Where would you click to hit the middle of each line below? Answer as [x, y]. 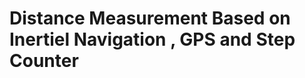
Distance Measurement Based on [150, 18]
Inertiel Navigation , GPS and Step [152, 39]
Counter [44, 61]
